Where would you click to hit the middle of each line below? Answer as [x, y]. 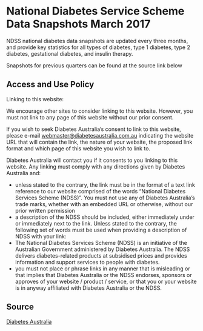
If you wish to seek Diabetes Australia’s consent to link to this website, [94, 129]
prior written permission [45, 210]
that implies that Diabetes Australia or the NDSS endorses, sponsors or [103, 275]
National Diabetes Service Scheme [95, 11]
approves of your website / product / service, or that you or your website [106, 281]
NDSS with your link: [41, 236]
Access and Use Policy [50, 85]
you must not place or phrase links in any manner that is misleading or [103, 269]
